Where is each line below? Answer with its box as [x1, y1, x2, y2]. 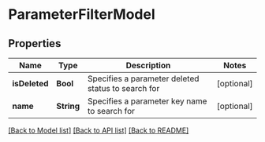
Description [125, 60, 171, 71]
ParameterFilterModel [8, 5, 155, 24]
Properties [8, 37, 62, 50]
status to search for [87, 83, 160, 93]
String [56, 100, 80, 111]
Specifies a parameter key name [87, 96, 207, 107]
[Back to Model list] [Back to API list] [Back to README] [8, 126, 189, 135]
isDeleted [12, 78, 49, 89]
